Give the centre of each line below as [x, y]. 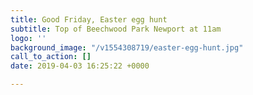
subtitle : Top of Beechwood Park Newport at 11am [116, 29]
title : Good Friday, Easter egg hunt [89, 19]
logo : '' [28, 38]
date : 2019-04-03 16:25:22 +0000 [80, 66]
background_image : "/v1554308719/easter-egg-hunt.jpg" [127, 47]
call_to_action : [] [51, 57]
